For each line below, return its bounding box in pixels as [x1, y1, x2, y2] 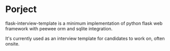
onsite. [5, 40, 20, 46]
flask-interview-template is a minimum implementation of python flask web [5, 20, 163, 26]
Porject [5, 4, 37, 15]
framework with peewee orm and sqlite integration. [5, 25, 113, 31]
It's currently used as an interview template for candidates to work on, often [5, 35, 165, 41]
